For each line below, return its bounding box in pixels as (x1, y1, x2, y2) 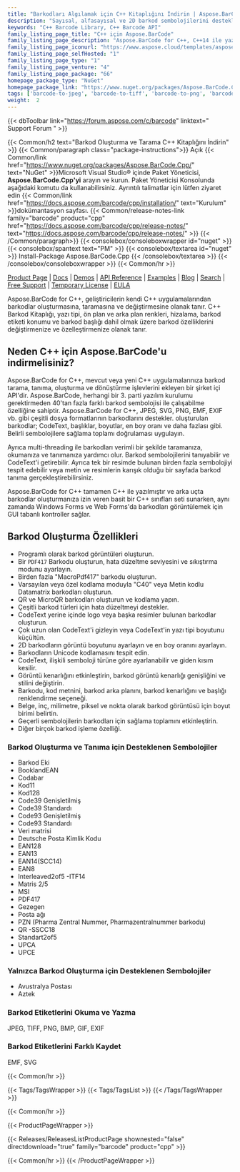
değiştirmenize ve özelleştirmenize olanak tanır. (7, 325, 148, 333)
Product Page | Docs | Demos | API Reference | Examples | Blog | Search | (7, 273, 225, 282)
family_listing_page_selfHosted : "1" (7, 51, 120, 58)
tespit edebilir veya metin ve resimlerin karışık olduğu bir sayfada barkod (7, 465, 221, 474)
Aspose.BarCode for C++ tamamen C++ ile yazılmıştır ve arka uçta (7, 487, 204, 495)
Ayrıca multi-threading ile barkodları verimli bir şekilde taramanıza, (7, 442, 203, 451)
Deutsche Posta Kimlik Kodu (17, 834, 101, 843)
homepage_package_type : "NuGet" (7, 76, 104, 84)
